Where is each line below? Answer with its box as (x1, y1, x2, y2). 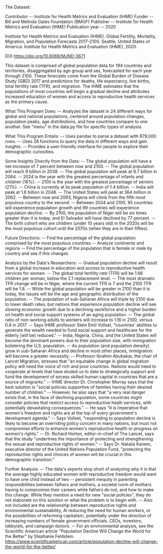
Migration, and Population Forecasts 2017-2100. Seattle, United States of (5, 38, 150, 44)
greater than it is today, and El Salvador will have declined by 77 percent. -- (5, 215, 156, 221)
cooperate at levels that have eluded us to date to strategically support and (5, 369, 155, 374)
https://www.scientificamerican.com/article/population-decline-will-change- (5, 538, 158, 544)
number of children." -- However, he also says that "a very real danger (5, 389, 146, 395)
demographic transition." (5, 457, 55, 462)
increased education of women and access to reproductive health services (5, 94, 155, 99)
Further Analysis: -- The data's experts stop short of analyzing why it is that (5, 466, 157, 472)
